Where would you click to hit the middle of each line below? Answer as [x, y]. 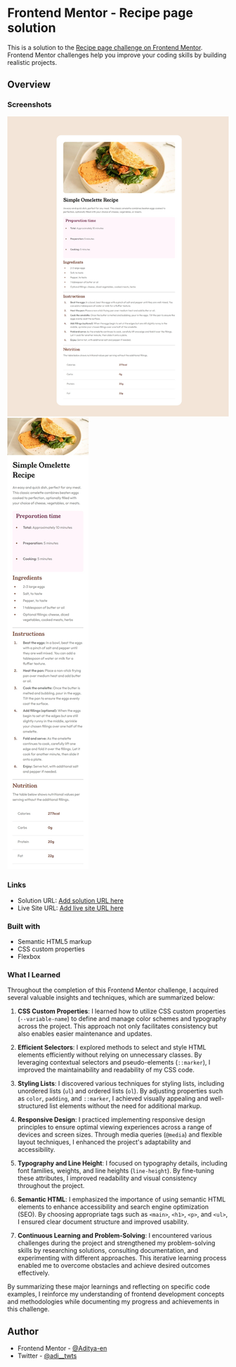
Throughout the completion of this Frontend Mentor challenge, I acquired [113, 990]
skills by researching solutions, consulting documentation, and [108, 1251]
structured [32, 1106]
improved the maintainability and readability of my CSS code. [106, 1070]
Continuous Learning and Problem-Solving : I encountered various [114, 1236]
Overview [29, 85]
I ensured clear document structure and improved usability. [103, 1222]
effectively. [33, 1273]
